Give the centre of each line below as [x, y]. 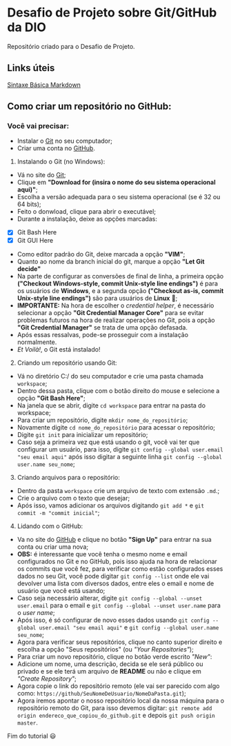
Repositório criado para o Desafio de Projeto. [71, 46]
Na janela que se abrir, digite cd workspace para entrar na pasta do [111, 405]
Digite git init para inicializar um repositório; [82, 434]
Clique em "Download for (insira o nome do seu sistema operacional [116, 182]
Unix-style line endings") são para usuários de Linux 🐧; [97, 298]
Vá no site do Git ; [42, 175]
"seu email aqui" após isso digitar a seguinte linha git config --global [120, 456]
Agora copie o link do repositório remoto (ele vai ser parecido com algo [118, 686]
